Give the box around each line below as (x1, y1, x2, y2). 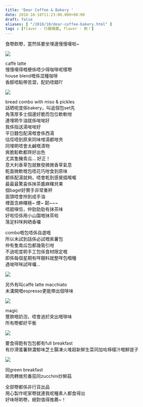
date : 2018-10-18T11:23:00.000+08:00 (5, 12, 85, 17)
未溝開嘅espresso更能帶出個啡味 (5, 288, 74, 294)
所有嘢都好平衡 (5, 320, 37, 326)
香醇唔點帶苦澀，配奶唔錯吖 (5, 79, 63, 85)
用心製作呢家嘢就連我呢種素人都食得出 (5, 390, 85, 396)
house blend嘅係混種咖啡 (5, 73, 58, 79)
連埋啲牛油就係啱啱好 (5, 118, 50, 124)
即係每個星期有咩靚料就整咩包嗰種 (5, 255, 77, 261)
